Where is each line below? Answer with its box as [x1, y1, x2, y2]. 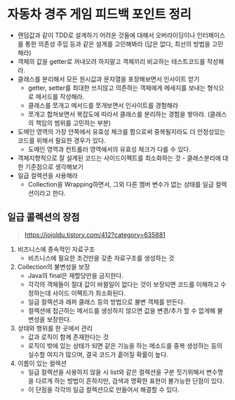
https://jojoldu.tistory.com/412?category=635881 [24, 230, 166, 239]
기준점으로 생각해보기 [25, 162, 84, 171]
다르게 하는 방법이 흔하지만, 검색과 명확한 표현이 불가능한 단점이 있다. [35, 376, 224, 385]
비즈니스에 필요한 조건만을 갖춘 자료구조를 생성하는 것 [27, 253, 175, 262]
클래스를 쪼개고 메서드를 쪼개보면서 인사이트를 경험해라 [27, 101, 179, 109]
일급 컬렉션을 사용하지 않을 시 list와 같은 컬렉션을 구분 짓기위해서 [27, 368, 205, 376]
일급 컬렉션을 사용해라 [17, 171, 79, 180]
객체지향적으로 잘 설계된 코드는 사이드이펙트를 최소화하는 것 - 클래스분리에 [17, 154, 221, 162]
